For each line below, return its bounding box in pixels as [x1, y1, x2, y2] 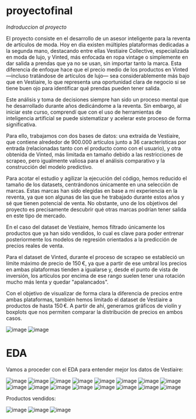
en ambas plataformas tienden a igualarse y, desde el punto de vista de [6, 265, 178, 273]
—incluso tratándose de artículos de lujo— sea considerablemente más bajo [6, 72, 190, 79]
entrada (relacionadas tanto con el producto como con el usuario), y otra [6, 145, 181, 152]
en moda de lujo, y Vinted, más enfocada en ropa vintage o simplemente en [6, 53, 188, 60]
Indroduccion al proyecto [6, 23, 67, 30]
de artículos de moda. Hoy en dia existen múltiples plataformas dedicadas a [6, 41, 189, 48]
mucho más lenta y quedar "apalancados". [6, 278, 109, 285]
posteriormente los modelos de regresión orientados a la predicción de [6, 236, 177, 243]
